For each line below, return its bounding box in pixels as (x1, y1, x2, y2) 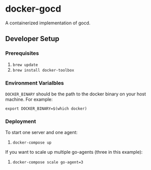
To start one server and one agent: (5, 129, 78, 135)
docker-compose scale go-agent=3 (12, 160, 84, 165)
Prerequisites (5, 50, 39, 57)
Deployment (5, 118, 36, 125)
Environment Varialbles (5, 79, 64, 86)
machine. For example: (5, 96, 53, 102)
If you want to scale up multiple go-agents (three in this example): (5, 149, 143, 155)
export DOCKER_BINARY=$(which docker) (5, 106, 87, 111)
